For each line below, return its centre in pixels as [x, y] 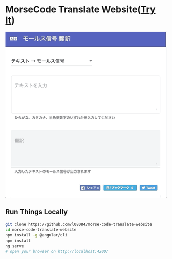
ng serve [15, 246]
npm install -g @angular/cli [36, 235]
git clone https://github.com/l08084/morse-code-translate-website [79, 224]
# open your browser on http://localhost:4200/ [57, 251]
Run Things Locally [37, 212]
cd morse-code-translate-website [41, 230]
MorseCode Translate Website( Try [80, 9]
